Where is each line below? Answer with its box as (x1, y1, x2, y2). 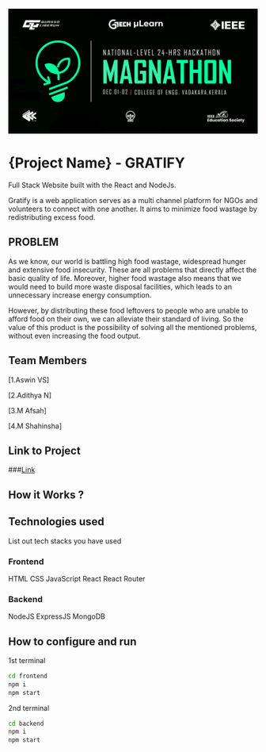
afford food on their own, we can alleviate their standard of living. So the (8, 314, 244, 324)
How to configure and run (8, 635, 137, 648)
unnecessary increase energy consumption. (8, 290, 152, 300)
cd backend (8, 719, 44, 727)
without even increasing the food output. (8, 331, 141, 340)
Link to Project (8, 443, 81, 457)
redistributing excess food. (8, 212, 96, 222)
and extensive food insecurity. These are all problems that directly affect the (8, 265, 257, 274)
